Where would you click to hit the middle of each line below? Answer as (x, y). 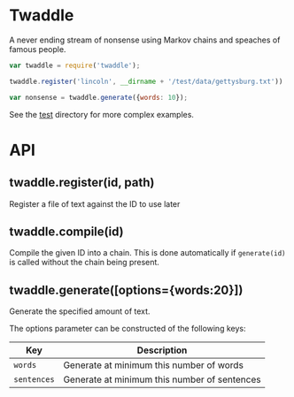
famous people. (38, 49)
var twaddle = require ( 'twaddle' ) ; (75, 65)
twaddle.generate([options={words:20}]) (126, 290)
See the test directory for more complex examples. (102, 114)
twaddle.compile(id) (66, 231)
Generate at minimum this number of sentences (162, 379)
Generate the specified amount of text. (80, 311)
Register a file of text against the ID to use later (95, 203)
